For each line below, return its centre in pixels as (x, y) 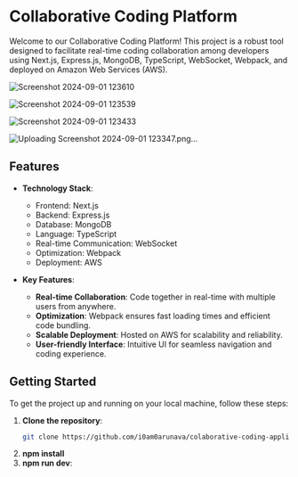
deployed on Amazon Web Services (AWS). (89, 70)
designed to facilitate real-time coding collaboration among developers (139, 50)
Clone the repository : (62, 420)
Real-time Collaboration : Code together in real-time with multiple (155, 297)
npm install (43, 454)
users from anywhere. (76, 306)
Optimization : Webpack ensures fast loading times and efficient (153, 316)
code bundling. (63, 325)
